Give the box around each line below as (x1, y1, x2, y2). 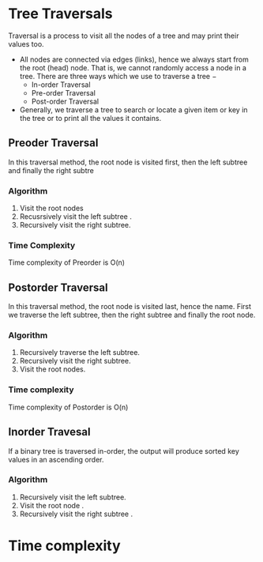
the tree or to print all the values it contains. (19, 113, 162, 123)
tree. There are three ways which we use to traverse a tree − (19, 71, 217, 81)
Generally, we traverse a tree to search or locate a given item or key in (19, 104, 248, 115)
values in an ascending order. (8, 455, 104, 464)
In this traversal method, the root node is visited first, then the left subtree (8, 157, 248, 167)
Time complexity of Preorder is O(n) (8, 258, 125, 267)
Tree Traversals (8, 5, 113, 23)
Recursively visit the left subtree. (19, 492, 126, 502)
